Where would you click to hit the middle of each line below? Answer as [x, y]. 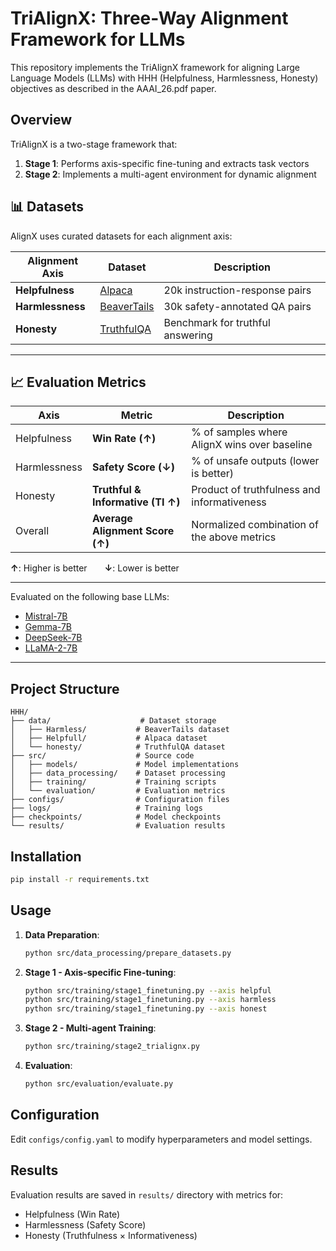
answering [188, 335]
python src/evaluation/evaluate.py [99, 1084]
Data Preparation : [62, 934]
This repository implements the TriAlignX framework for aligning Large [155, 67]
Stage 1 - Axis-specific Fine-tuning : [100, 972]
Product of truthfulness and [256, 490]
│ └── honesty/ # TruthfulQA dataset [118, 747]
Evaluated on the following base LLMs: [90, 597]
